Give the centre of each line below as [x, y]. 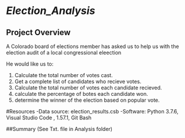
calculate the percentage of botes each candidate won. [81, 94]
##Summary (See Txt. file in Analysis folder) [59, 129]
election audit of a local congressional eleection [64, 53]
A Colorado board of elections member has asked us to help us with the [93, 46]
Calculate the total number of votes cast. [64, 75]
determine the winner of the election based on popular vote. [87, 100]
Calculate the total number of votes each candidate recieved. [88, 88]
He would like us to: [30, 64]
